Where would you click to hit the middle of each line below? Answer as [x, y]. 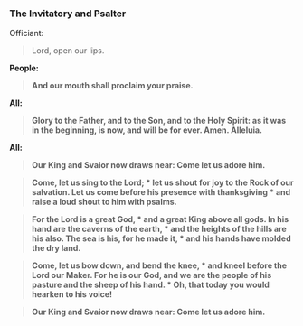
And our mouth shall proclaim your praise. [112, 86]
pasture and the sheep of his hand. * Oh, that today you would [150, 285]
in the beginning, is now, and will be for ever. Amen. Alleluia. [147, 130]
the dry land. [56, 248]
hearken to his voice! [72, 294]
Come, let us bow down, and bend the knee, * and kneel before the [159, 265]
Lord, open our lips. [68, 51]
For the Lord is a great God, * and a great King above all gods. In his [160, 219]
